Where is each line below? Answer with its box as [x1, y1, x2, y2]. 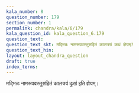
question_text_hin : [6, 47, 54, 53]
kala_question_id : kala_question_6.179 [6, 31, 105, 37]
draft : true [6, 58, 35, 64]
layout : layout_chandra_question [6, 53, 89, 59]
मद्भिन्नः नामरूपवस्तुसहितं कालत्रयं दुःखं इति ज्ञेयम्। [6, 80, 99, 87]
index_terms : [6, 63, 38, 70]
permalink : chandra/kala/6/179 [6, 25, 83, 31]
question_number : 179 [6, 14, 60, 20]
